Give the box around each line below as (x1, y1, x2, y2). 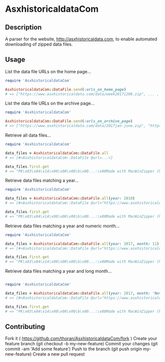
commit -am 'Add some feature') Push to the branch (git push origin (5, 346, 142, 352)
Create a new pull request (32, 351, 85, 357)
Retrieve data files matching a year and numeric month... (5, 223, 120, 229)
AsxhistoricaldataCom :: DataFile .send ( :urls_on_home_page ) (5, 87, 126, 92)
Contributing (5, 322, 45, 331)
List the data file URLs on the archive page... (5, 100, 95, 106)
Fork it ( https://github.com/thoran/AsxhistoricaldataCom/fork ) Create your (5, 335, 157, 341)
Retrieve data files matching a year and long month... (5, 268, 112, 274)
